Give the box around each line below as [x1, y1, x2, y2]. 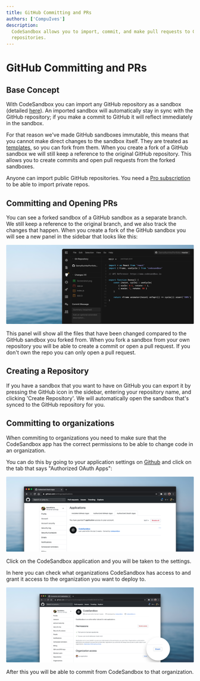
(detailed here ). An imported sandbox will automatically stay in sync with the [6, 107, 193, 114]
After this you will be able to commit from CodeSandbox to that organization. [6, 668, 194, 676]
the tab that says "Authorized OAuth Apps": [6, 465, 112, 472]
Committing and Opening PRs [6, 198, 118, 208]
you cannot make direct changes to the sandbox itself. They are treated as [6, 138, 189, 145]
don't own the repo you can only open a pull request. [6, 349, 136, 356]
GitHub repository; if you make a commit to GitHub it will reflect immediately [6, 113, 192, 120]
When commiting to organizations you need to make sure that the [6, 434, 167, 441]
